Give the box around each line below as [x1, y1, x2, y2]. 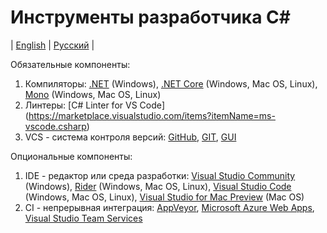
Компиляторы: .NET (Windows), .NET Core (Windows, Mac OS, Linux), [24, 77, 318, 90]
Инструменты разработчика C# [10, 6, 291, 29]
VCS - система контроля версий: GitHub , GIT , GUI [24, 131, 237, 143]
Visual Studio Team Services [24, 212, 143, 224]
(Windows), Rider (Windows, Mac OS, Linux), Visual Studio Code [24, 180, 292, 192]
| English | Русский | [10, 39, 95, 51]
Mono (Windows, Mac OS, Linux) [24, 88, 162, 100]
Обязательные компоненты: [10, 58, 131, 70]
